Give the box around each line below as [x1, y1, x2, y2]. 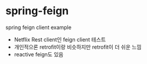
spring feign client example [5, 24, 72, 31]
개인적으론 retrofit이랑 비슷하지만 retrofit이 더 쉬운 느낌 [14, 43, 142, 50]
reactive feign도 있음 [14, 50, 64, 57]
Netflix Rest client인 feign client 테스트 [14, 36, 106, 43]
